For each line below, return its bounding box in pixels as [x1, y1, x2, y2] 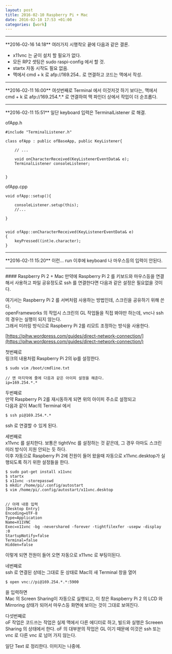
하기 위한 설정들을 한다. [23, 459, 70, 465]
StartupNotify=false [5, 533, 50, 538]
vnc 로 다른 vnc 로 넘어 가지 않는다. [5, 632, 77, 639]
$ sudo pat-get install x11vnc [5, 470, 72, 475]
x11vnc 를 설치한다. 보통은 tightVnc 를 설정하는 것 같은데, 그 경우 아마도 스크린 [5, 440, 162, 446]
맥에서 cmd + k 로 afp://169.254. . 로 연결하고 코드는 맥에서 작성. [12, 71, 142, 78]
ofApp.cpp [5, 183, 28, 190]
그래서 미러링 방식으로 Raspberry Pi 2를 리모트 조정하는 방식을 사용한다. [5, 323, 150, 329]
